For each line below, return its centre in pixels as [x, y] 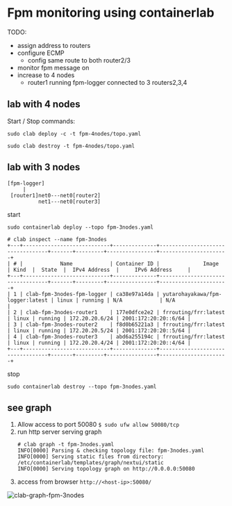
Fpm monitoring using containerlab [111, 13]
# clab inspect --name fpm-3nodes [57, 239]
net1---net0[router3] [69, 202]
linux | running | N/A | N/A [116, 300]
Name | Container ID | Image [139, 263]
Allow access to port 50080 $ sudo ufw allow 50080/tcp [98, 425]
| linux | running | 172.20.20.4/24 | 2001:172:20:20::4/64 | [99, 343]
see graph [30, 408]
